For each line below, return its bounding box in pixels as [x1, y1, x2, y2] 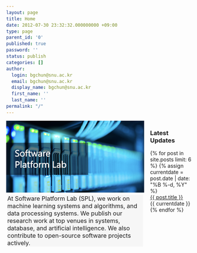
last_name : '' [11, 97, 46, 103]
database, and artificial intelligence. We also [7, 224, 130, 232]
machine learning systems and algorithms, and [7, 202, 138, 210]
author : [6, 66, 25, 72]
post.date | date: [150, 175, 190, 182]
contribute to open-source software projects [7, 232, 131, 240]
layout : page [6, 9, 38, 15]
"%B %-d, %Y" [150, 181, 188, 188]
